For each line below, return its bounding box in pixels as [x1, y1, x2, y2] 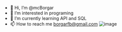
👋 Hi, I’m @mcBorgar [10, 5, 54, 10]
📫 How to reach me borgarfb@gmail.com [10, 21, 98, 27]
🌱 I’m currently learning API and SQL [10, 15, 87, 21]
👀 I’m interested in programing [10, 10, 74, 16]
